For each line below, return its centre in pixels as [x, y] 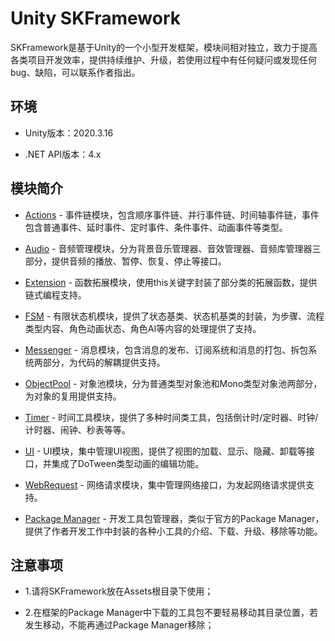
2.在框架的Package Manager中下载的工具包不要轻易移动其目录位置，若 [171, 613]
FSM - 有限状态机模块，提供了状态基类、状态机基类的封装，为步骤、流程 [174, 316]
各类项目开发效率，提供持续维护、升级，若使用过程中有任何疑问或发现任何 [163, 59]
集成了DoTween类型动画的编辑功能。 [128, 463]
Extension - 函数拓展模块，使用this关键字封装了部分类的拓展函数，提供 [171, 282]
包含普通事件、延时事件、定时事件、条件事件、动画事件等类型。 [156, 227]
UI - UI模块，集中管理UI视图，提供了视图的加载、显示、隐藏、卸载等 [165, 451]
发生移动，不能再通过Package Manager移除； [119, 625]
